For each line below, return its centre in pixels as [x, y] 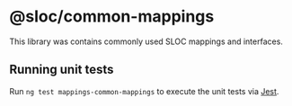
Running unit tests [62, 70]
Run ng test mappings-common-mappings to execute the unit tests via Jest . [144, 91]
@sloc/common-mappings [112, 17]
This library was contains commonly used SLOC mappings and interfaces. [146, 41]
